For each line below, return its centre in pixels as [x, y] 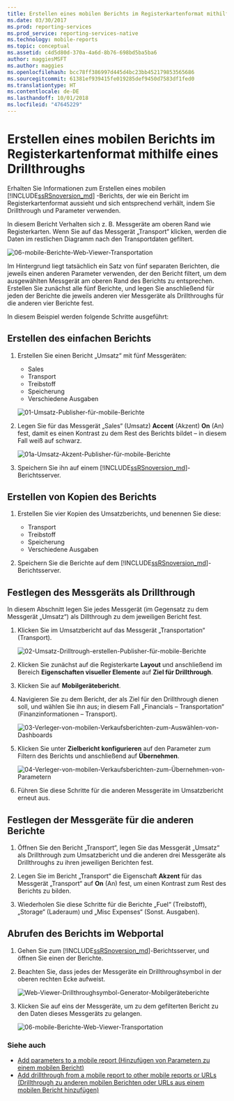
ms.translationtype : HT [42, 85]
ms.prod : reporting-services [49, 27]
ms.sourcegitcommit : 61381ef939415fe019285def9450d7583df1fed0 [101, 79]
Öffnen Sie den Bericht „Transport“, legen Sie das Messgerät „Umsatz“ [118, 848]
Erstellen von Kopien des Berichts [82, 497]
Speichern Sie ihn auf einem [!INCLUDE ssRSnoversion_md [101, 467]
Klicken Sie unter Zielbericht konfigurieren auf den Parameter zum [114, 749]
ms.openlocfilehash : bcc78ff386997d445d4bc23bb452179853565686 [101, 72]
